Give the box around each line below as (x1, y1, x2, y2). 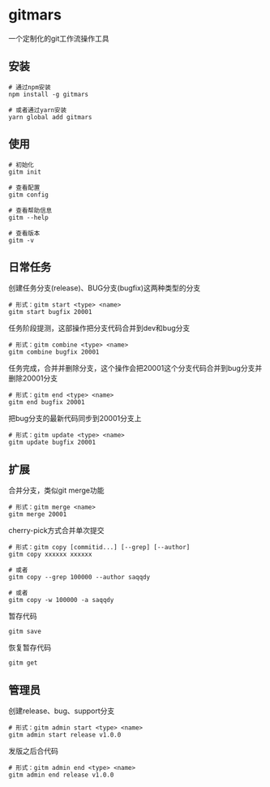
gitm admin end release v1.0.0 (8, 771, 114, 779)
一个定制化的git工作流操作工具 (8, 33, 109, 43)
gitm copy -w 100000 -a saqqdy (8, 596, 114, 604)
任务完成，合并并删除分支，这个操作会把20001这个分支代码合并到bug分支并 (8, 363, 263, 373)
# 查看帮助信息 (8, 206, 53, 214)
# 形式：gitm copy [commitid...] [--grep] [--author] (8, 544, 191, 552)
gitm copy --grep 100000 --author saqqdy (8, 574, 151, 582)
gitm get (8, 659, 38, 667)
